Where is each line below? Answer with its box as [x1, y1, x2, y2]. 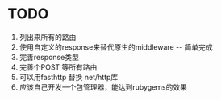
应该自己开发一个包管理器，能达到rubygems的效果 [19, 82, 187, 92]
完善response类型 [19, 52, 80, 62]
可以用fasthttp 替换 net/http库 [19, 72, 119, 82]
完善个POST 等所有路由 [19, 62, 98, 72]
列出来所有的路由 [19, 32, 77, 42]
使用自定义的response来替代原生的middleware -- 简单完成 [19, 42, 213, 52]
